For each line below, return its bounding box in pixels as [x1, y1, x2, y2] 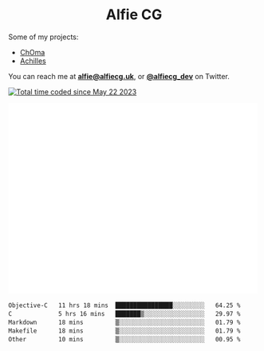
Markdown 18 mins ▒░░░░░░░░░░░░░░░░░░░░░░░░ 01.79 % [8, 318, 241, 326]
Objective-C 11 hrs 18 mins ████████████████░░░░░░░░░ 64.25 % [8, 301, 241, 309]
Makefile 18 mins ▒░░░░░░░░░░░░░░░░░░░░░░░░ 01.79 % [8, 326, 241, 335]
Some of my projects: [8, 32, 79, 42]
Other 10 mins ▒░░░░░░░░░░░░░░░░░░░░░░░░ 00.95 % [8, 335, 241, 343]
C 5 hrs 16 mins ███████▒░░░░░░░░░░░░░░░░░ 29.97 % [8, 310, 241, 318]
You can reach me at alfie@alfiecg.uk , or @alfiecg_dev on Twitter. [8, 71, 230, 81]
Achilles [19, 56, 46, 66]
